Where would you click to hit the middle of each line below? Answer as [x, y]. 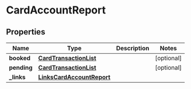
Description [133, 48]
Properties [26, 32]
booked [20, 58]
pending [21, 68]
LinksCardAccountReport [74, 77]
